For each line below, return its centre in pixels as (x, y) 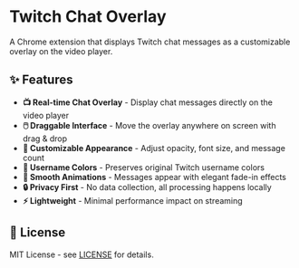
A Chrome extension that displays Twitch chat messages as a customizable (150, 42)
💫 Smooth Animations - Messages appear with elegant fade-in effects (154, 177)
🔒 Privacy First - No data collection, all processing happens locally (147, 187)
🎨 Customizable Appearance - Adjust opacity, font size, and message (154, 148)
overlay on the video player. (61, 51)
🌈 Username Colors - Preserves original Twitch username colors (144, 167)
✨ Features (41, 80)
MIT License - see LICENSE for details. (82, 254)
